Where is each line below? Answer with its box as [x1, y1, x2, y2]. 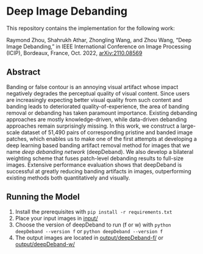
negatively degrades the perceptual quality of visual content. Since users [6, 90, 190, 97]
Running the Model [6, 192, 80, 202]
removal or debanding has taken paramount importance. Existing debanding [6, 109, 198, 117]
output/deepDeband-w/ [15, 240, 75, 248]
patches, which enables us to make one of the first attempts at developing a [6, 135, 197, 142]
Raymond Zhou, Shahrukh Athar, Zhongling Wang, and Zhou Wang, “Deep [6, 36, 192, 43]
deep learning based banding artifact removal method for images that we [6, 142, 190, 149]
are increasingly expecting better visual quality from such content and [6, 96, 182, 103]
